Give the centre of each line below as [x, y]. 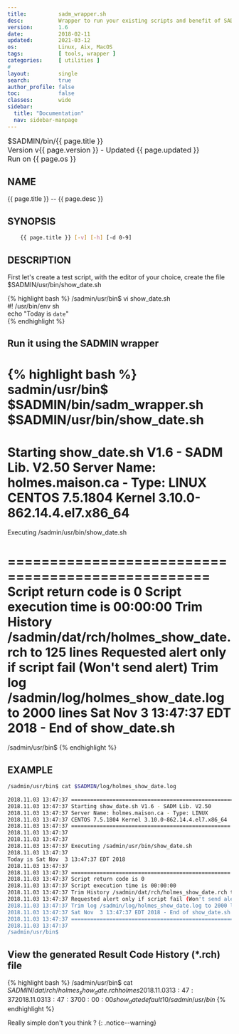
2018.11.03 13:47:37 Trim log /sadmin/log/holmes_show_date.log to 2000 [117, 906]
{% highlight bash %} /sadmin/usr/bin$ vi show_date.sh [89, 298]
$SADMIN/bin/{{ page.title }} [55, 141]
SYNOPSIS [32, 221]
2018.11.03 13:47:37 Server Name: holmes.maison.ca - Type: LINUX [108, 813]
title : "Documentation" [49, 113]
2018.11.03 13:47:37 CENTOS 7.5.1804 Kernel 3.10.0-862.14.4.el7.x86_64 [117, 820]
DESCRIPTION [39, 260]
